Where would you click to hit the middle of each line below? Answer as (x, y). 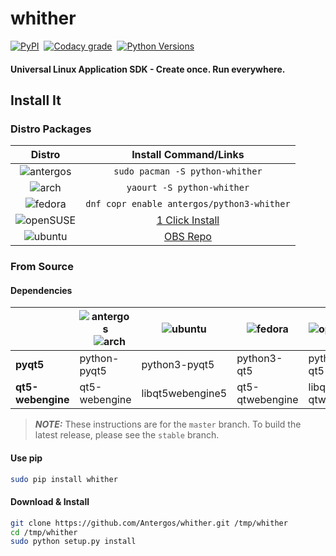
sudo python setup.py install (73, 542)
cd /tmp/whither (44, 532)
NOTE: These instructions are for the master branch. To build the (168, 424)
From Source (42, 267)
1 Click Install (188, 220)
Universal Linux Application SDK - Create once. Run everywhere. (148, 69)
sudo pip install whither (64, 479)
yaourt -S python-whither (188, 188)
